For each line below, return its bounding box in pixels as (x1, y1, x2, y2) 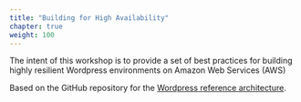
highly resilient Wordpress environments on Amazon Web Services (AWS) (9, 65, 286, 76)
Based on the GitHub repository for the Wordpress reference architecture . (9, 83, 287, 94)
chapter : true (9, 22, 64, 31)
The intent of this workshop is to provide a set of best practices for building (9, 56, 294, 66)
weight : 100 (9, 30, 55, 39)
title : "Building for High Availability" (9, 13, 170, 23)
